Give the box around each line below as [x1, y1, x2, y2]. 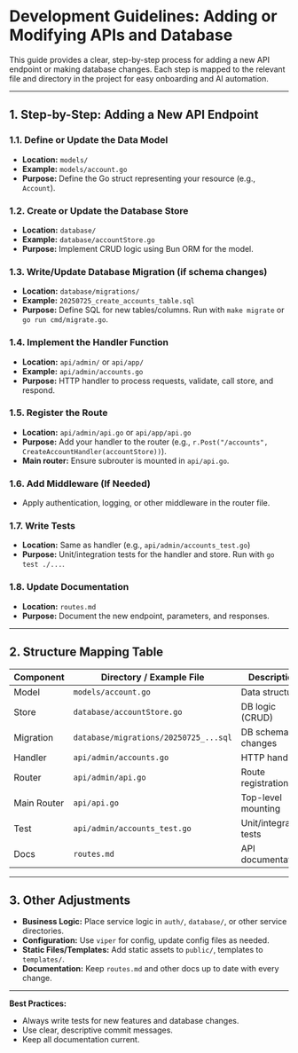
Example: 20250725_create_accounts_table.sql [21, 295, 195, 306]
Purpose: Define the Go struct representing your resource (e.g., [21, 173, 255, 184]
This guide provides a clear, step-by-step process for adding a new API [9, 54, 271, 65]
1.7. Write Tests [9, 520, 76, 532]
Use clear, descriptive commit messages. [21, 1025, 173, 1035]
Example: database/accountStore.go [21, 233, 155, 245]
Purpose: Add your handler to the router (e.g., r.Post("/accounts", [21, 436, 269, 447]
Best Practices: [9, 998, 67, 1009]
